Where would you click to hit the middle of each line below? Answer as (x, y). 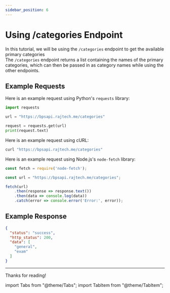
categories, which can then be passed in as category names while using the (84, 65)
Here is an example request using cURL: (47, 140)
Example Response (36, 216)
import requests (22, 108)
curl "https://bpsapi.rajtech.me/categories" (54, 150)
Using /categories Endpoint (64, 35)
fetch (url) (17, 187)
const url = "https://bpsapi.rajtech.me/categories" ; (63, 177)
